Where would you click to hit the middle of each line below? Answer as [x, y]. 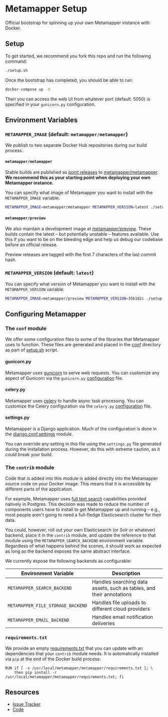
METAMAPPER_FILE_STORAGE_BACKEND [47, 606]
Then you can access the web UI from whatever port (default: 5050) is [78, 99]
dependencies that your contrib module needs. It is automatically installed [82, 653]
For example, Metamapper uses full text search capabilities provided [76, 499]
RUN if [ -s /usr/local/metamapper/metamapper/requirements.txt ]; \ [79, 668]
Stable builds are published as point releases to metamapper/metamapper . [82, 172]
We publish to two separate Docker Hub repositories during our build [76, 145]
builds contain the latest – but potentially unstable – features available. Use [82, 234]
